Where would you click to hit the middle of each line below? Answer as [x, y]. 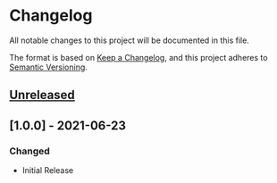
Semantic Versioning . [48, 67]
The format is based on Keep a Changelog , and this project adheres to [138, 57]
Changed [30, 151]
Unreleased [42, 95]
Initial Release [48, 171]
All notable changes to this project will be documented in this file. [130, 40]
